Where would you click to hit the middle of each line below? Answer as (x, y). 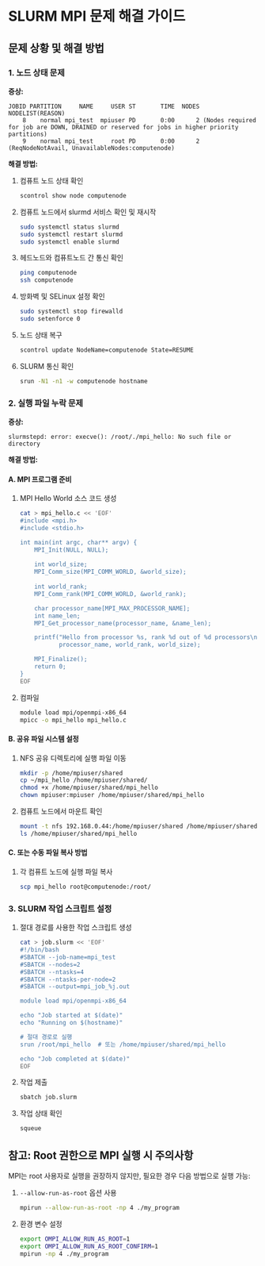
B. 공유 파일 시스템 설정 (44, 738)
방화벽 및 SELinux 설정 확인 (62, 296)
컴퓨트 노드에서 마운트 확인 (61, 811)
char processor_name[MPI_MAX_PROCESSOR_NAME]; (112, 608)
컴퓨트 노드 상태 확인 (51, 180)
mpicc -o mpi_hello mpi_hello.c (73, 720)
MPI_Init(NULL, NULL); (72, 550)
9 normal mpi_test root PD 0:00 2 (111, 141)
